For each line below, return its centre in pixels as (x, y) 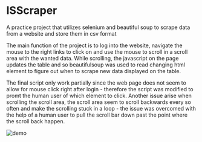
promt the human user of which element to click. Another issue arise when (99, 95)
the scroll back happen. (36, 121)
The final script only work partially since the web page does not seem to (96, 83)
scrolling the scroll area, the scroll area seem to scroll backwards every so (99, 102)
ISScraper (32, 11)
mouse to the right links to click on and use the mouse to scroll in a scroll (97, 51)
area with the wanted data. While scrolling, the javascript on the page (93, 58)
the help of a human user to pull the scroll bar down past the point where (97, 115)
